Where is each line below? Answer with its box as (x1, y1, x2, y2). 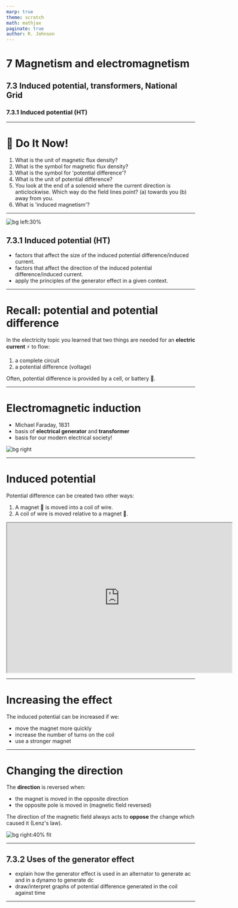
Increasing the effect (6, 693, 113, 707)
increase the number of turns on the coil (14, 731, 115, 738)
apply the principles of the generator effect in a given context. (14, 277, 168, 284)
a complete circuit (14, 357, 60, 364)
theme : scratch (6, 14, 44, 20)
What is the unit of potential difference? (14, 175, 113, 183)
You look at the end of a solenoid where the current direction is (14, 182, 171, 189)
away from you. (14, 194, 54, 201)
